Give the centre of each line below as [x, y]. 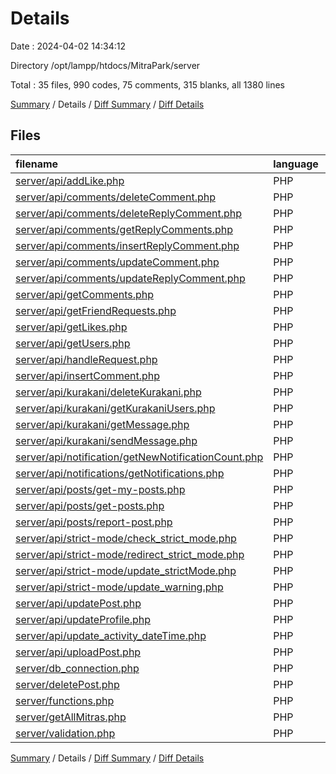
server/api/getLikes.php [71, 327]
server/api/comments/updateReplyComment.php [130, 278]
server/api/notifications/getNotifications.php [120, 473]
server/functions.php [65, 700]
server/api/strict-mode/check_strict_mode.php [126, 538]
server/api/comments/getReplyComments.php [124, 229]
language [296, 164]
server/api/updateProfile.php [83, 619]
